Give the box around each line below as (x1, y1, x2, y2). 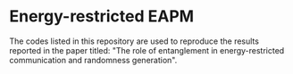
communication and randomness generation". (9, 54, 178, 65)
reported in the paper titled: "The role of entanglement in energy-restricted (9, 45, 285, 55)
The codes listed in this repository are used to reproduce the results (9, 36, 259, 46)
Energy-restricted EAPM (9, 6, 195, 27)
